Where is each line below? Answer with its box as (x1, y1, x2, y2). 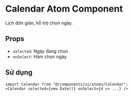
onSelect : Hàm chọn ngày (12, 53, 67, 59)
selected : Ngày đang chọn (12, 48, 69, 54)
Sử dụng (5, 68, 33, 77)
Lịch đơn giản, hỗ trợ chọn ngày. (5, 20, 73, 26)
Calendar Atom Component (5, 3, 123, 15)
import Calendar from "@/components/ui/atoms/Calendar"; (5, 82, 128, 87)
